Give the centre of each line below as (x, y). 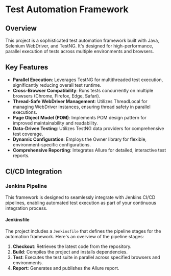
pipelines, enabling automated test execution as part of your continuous (81, 203)
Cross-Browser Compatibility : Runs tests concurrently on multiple (83, 90)
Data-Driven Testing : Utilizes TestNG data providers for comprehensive (88, 128)
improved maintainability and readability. (55, 123)
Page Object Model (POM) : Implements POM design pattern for (80, 117)
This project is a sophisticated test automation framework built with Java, (82, 40)
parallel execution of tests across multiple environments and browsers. (80, 51)
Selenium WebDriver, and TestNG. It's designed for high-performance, (79, 46)
